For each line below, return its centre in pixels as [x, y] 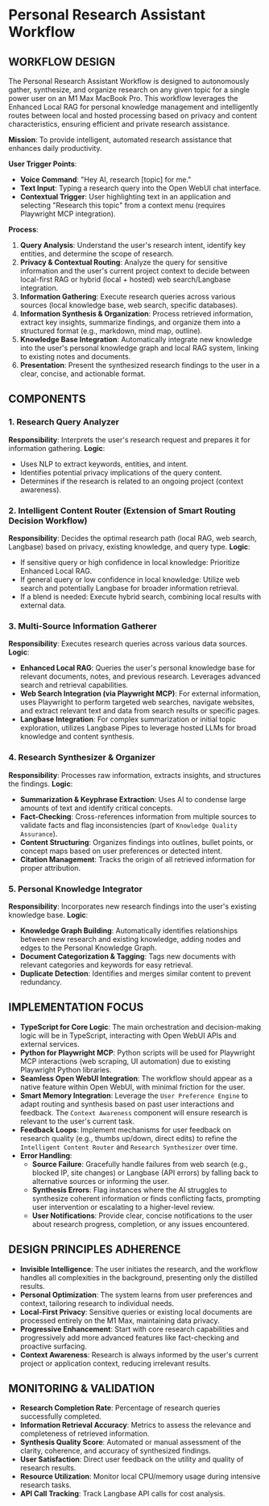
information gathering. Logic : [57, 448]
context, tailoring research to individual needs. [97, 1303]
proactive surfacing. [53, 1346]
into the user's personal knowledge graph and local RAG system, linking [139, 348]
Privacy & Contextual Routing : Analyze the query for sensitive [124, 262]
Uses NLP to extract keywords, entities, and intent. [104, 464]
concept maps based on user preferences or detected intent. [121, 851]
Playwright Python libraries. [66, 1069]
